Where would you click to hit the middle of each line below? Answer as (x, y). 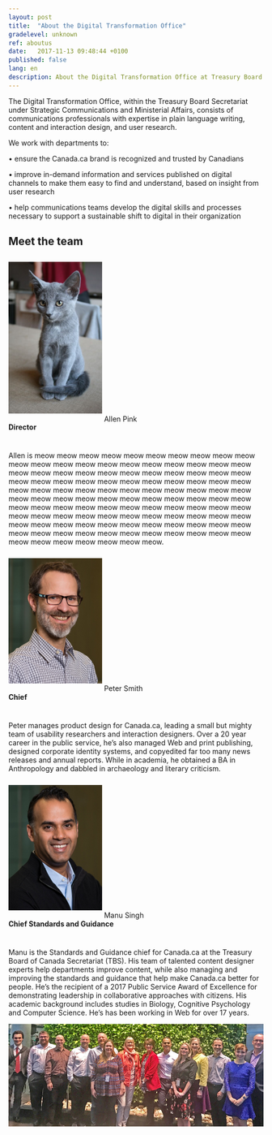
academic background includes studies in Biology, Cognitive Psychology (130, 1004)
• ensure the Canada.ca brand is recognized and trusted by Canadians (126, 158)
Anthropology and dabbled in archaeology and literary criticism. (115, 769)
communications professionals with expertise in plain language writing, (127, 119)
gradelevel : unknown (43, 34)
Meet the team (46, 242)
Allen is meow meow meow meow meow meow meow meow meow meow (132, 455)
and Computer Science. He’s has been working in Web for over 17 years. (129, 1013)
